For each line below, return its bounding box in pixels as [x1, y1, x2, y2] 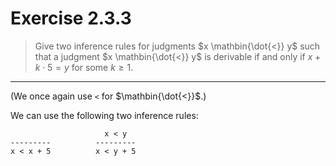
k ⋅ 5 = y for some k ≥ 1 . [34, 61, 134, 73]
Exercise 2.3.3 [10, 7, 132, 30]
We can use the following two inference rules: [10, 109, 199, 121]
